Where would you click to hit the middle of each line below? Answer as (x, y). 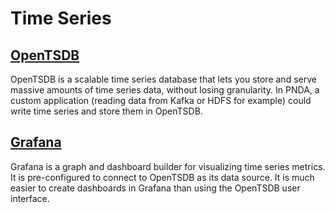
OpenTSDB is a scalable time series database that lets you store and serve (163, 79)
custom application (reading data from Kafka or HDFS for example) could (161, 100)
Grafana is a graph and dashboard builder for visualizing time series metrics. (168, 166)
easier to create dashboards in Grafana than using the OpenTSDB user (155, 188)
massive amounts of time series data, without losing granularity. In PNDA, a (165, 90)
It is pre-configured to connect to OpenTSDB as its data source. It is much (162, 177)
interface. (30, 198)
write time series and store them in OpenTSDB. (106, 111)
